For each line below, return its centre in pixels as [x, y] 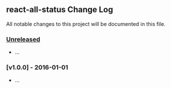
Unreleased [23, 39]
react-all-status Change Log [60, 10]
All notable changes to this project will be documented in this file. [86, 24]
